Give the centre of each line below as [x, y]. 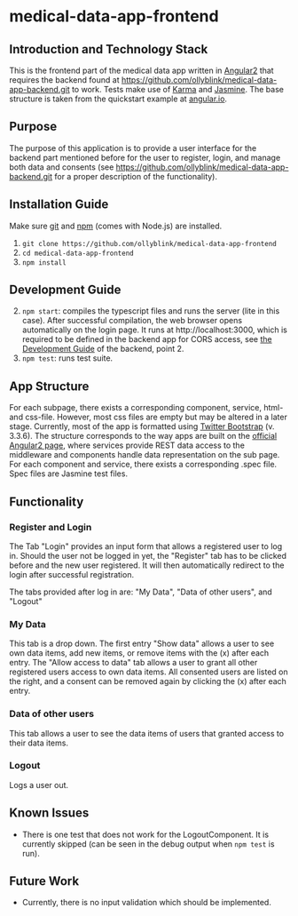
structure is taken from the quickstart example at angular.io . [118, 99]
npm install [44, 263]
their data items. [39, 743]
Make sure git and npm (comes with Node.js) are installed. [116, 226]
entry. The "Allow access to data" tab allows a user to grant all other [133, 663]
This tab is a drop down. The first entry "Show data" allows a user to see [142, 644]
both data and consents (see [62, 167]
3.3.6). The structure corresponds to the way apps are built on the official [143, 436]
